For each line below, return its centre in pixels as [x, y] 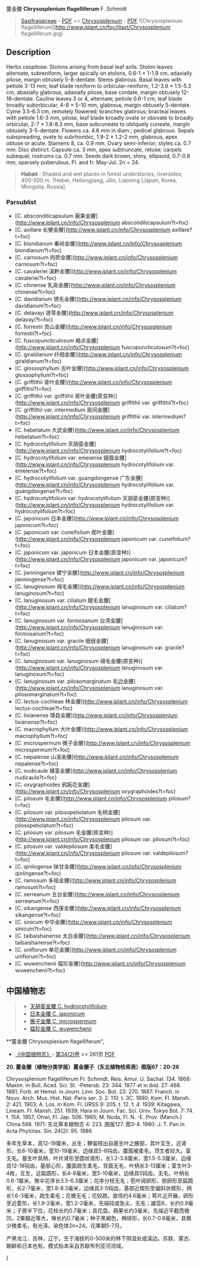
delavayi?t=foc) [34, 320]
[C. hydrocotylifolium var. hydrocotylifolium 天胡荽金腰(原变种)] [92, 498]
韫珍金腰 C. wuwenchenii [61, 1029]
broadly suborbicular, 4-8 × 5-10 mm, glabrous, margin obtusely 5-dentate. [99, 105]
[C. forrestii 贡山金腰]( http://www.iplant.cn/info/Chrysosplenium [93, 327]
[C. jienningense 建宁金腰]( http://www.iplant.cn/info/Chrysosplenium [100, 573]
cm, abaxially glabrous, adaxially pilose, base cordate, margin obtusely [93, 92]
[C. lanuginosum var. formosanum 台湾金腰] [69, 621]
